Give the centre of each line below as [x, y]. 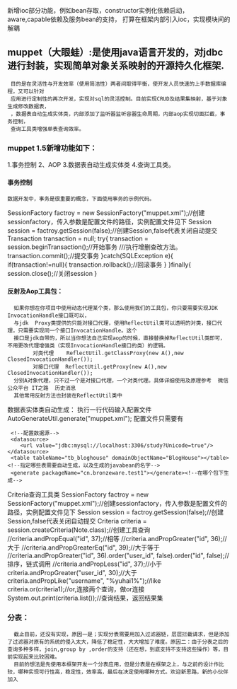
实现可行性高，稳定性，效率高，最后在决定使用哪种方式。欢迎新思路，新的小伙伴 [128, 672]
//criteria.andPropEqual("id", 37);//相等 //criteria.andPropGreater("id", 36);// [117, 538]
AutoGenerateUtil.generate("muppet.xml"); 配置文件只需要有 [96, 418]
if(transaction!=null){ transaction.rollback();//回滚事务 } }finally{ [99, 265]
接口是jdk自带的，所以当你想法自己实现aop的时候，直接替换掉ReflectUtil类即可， [120, 338]
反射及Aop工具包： [35, 291]
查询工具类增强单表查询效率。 [47, 129]
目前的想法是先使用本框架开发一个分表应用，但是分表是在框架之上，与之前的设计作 [116, 664]
